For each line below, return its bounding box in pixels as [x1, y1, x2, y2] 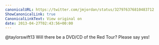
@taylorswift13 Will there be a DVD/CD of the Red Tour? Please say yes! [5, 34, 150, 40]
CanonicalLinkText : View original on [5, 16, 82, 21]
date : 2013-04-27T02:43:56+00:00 [5, 21, 73, 26]
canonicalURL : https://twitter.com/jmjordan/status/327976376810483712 [5, 7, 154, 12]
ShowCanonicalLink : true [5, 12, 56, 17]
